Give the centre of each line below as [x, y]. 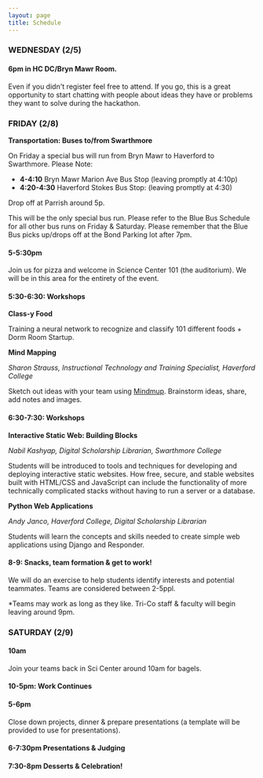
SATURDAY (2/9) [41, 632]
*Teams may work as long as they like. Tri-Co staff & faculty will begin [122, 603]
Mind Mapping [32, 352]
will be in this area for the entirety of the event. [84, 279]
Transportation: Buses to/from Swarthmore [80, 140]
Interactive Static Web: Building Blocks [73, 435]
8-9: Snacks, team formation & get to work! [80, 563]
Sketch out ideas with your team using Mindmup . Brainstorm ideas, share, [128, 391]
